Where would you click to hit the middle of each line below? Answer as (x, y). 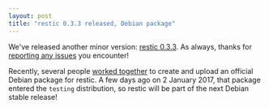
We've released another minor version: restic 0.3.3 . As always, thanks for (130, 46)
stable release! (33, 97)
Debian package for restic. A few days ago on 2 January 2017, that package (134, 80)
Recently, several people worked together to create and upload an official (131, 71)
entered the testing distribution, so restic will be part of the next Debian (129, 88)
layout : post (30, 16)
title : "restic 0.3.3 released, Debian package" (92, 24)
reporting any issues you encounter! (69, 55)
